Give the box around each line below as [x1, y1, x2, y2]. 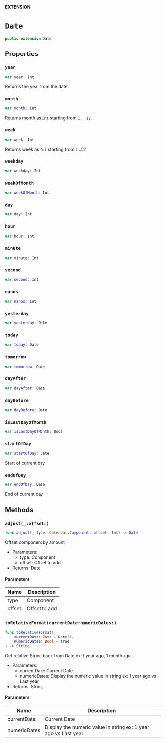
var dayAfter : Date [5, 386, 45, 391]
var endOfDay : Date [5, 482, 45, 487]
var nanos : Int [5, 299, 37, 304]
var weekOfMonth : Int [5, 190, 50, 195]
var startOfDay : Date [5, 451, 50, 456]
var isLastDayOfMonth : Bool [5, 429, 63, 434]
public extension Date [5, 36, 52, 41]
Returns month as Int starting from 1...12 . [5, 115, 92, 121]
